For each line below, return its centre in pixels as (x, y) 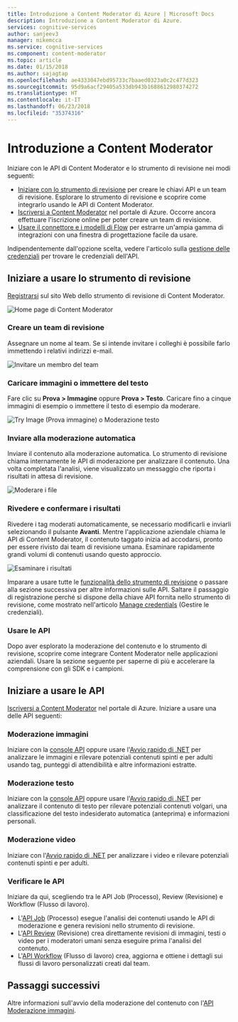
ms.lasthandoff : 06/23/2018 (49, 107)
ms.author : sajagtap (38, 73)
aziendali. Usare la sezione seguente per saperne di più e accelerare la (111, 661)
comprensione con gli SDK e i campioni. (66, 669)
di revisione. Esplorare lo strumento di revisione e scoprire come (112, 197)
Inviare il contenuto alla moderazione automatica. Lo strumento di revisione (117, 454)
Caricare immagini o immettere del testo (78, 383)
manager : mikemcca (34, 41)
